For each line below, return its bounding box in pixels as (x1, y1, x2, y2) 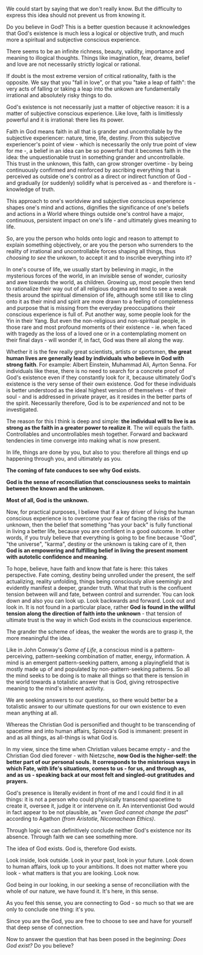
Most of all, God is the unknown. (6, 497, 89, 503)
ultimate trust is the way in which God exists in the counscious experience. (6, 617, 192, 623)
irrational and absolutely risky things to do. (6, 92, 113, 99)
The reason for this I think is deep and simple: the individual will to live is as (6, 418, 196, 425)
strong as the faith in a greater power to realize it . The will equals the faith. (6, 424, 195, 431)
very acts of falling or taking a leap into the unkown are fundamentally (6, 85, 181, 92)
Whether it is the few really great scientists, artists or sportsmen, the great (6, 348, 192, 355)
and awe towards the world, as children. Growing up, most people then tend (6, 279, 195, 286)
